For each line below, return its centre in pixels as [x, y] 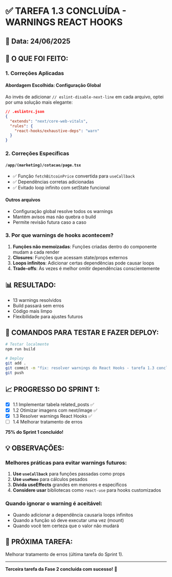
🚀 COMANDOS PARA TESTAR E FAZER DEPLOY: [82, 333]
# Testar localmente [27, 344]
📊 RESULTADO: [31, 285]
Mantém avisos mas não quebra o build [54, 217]
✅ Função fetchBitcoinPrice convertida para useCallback [74, 176]
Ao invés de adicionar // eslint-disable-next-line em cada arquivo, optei [84, 97]
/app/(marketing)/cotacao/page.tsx [43, 165]
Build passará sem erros [38, 305]
